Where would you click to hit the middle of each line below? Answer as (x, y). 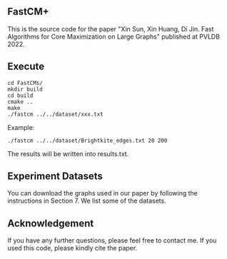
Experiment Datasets (55, 177)
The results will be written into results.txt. (68, 153)
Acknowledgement (51, 223)
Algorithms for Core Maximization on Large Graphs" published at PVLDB (113, 36)
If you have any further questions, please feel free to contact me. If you (112, 240)
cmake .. (20, 102)
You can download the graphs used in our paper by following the (103, 193)
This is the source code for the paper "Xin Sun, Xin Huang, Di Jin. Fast (111, 29)
